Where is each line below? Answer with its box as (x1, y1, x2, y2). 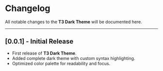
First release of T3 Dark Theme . (12, 50, 77, 56)
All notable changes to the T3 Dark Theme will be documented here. (5, 19, 142, 25)
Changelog (5, 3, 50, 14)
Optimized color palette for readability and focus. (12, 60, 111, 66)
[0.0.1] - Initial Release (5, 37, 74, 46)
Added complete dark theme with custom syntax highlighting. (12, 55, 135, 61)
